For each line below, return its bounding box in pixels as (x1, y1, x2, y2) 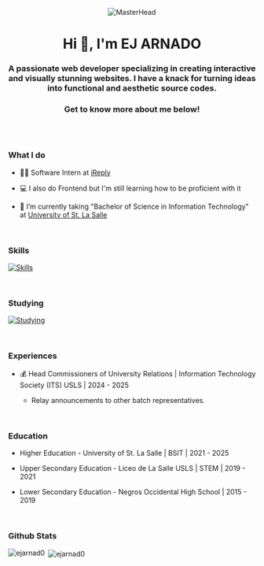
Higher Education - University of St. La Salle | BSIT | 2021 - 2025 (19, 448, 229, 457)
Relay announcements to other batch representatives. (31, 395, 206, 405)
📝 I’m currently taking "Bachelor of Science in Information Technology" (19, 202, 249, 211)
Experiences (8, 350, 57, 361)
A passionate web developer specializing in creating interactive (8, 63, 256, 74)
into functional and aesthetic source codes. (46, 83, 218, 94)
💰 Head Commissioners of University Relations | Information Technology (19, 368, 256, 378)
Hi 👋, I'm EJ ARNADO (62, 35, 202, 53)
